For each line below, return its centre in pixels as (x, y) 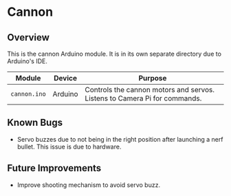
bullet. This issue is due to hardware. (69, 146)
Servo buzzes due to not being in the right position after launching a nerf (120, 139)
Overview (29, 37)
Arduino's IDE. (27, 61)
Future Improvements (54, 168)
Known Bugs (35, 123)
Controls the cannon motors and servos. (150, 90)
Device (66, 78)
